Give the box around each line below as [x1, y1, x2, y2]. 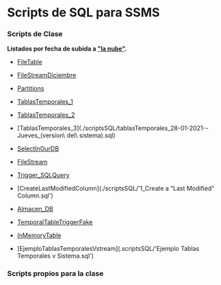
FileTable [16, 58, 42, 66]
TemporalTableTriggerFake [16, 218, 93, 226]
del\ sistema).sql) [66, 131, 116, 139]
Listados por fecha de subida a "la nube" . [7, 44, 127, 53]
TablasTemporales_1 [16, 98, 73, 106]
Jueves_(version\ [16, 131, 66, 139]
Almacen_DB [16, 205, 53, 213]
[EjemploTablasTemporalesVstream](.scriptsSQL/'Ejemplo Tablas [16, 245, 200, 253]
